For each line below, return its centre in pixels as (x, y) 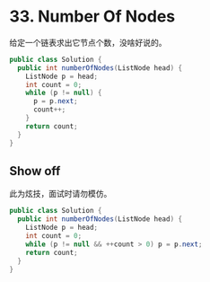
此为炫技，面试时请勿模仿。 (61, 194)
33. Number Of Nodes (92, 17)
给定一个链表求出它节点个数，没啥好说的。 (88, 42)
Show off (35, 171)
